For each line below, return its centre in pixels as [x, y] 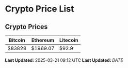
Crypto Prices [26, 27]
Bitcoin [17, 40]
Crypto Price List [40, 9]
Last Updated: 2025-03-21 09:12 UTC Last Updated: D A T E [64, 60]
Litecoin [69, 40]
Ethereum [43, 40]
